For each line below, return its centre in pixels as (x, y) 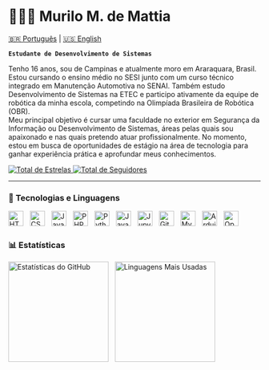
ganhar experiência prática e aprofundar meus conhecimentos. (112, 154)
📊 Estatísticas (37, 246)
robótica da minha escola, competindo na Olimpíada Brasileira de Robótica (131, 103)
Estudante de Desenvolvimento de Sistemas (80, 54)
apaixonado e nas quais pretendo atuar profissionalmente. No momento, (127, 136)
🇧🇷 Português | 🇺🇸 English (55, 39)
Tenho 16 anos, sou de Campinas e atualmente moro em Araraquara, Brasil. (132, 68)
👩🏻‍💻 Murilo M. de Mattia (90, 16)
